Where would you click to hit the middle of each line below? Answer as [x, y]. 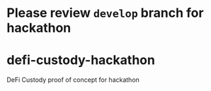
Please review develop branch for [105, 13]
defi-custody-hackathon [81, 60]
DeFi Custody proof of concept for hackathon [73, 80]
